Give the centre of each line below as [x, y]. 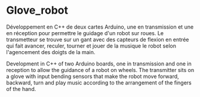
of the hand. [21, 89]
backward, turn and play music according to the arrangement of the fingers [99, 82]
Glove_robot [37, 10]
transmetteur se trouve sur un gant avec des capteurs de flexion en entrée [98, 39]
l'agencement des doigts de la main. [51, 52]
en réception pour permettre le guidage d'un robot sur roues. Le [85, 33]
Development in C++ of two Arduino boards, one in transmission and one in [99, 64]
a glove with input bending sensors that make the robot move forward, [93, 76]
